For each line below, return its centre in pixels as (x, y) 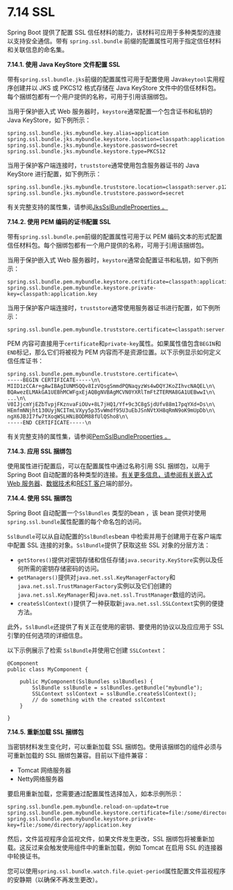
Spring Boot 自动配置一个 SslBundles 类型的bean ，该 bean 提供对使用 (107, 512)
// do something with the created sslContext (99, 699)
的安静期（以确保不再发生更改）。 (54, 880)
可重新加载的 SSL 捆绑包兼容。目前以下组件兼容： (78, 755)
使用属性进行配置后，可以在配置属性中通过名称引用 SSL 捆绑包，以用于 (109, 466)
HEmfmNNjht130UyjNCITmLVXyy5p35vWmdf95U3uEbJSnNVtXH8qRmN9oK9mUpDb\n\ (111, 410)
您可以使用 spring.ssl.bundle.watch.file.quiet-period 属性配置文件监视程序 (116, 871)
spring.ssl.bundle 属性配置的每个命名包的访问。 (76, 521)
